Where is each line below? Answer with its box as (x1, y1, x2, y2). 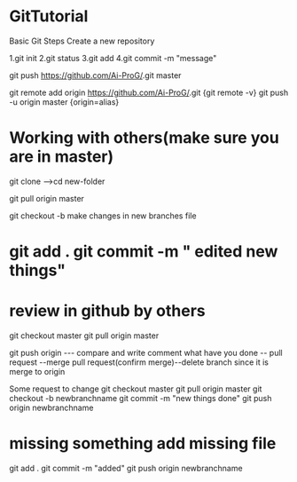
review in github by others (9, 301, 206, 321)
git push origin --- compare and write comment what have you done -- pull (9, 348, 283, 358)
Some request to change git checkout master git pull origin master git (9, 383, 262, 394)
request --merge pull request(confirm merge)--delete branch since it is (9, 357, 269, 367)
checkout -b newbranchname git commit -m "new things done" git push (9, 393, 272, 403)
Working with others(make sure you (9, 128, 279, 148)
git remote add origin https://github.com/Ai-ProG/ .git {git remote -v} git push (9, 87, 289, 98)
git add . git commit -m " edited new (9, 241, 278, 262)
